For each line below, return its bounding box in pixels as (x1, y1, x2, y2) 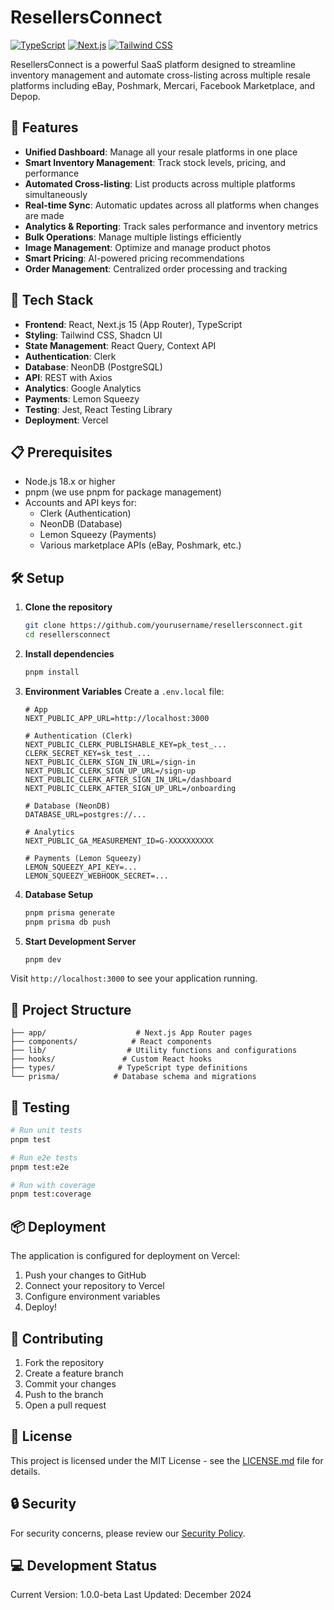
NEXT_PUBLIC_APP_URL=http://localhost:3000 (24, 713, 210, 723)
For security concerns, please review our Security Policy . (10, 1527, 246, 1539)
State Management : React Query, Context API (24, 339, 217, 351)
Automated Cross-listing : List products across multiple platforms (24, 177, 296, 190)
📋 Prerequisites (10, 444, 113, 461)
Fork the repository (24, 1356, 105, 1368)
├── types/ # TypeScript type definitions (10, 1063, 248, 1073)
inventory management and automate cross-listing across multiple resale (10, 69, 311, 81)
